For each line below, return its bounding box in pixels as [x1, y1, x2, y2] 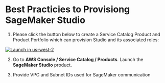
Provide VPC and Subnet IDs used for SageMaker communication [12, 71, 151, 77]
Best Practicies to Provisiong [5, 4, 130, 15]
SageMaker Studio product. [12, 62, 73, 68]
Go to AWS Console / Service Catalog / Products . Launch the [12, 56, 144, 62]
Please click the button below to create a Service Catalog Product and [12, 31, 160, 37]
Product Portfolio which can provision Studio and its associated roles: [12, 37, 159, 43]
